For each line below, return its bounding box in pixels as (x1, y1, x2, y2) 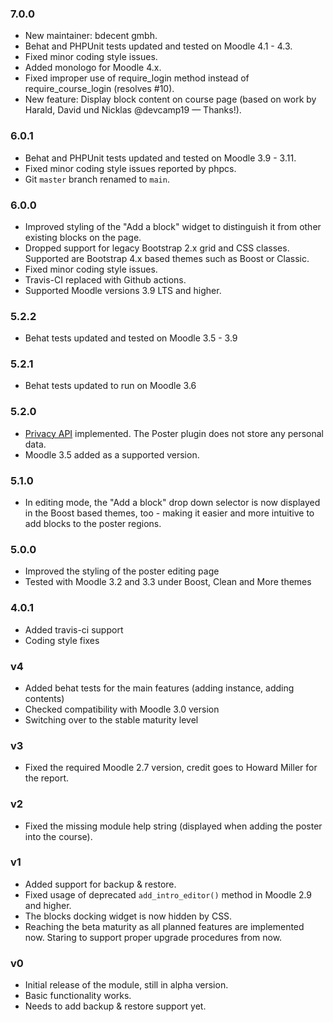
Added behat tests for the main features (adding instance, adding (24, 682, 295, 694)
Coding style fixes (24, 634, 100, 646)
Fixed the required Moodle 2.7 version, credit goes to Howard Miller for (24, 762, 318, 774)
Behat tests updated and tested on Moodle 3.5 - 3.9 (24, 332, 238, 344)
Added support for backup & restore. (24, 878, 177, 890)
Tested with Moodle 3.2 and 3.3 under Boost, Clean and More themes (24, 576, 312, 588)
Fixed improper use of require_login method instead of (24, 72, 250, 84)
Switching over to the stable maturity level (24, 713, 199, 726)
